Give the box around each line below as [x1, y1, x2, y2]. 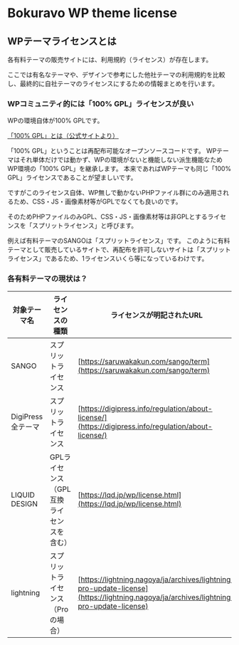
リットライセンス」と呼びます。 [44, 221, 138, 230]
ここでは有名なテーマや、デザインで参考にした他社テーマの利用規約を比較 [7, 70, 225, 79]
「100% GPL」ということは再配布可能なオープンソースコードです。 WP [7, 147, 217, 155]
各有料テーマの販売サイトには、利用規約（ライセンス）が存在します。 [7, 56, 213, 63]
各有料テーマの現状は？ [7, 274, 87, 284]
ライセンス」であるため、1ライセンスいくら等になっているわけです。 [7, 254, 208, 263]
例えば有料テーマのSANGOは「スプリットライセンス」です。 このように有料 [7, 236, 230, 245]
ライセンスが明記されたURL [110, 310, 203, 320]
